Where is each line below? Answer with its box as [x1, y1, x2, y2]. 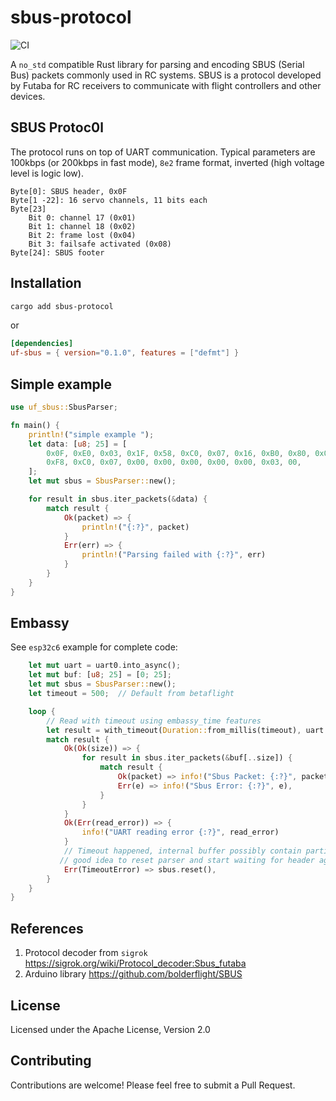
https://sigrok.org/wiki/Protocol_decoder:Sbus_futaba [24, 957, 247, 970]
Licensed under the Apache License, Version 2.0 [10, 1023, 211, 1035]
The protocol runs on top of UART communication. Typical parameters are [10, 146, 316, 158]
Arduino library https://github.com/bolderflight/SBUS [24, 968, 243, 980]
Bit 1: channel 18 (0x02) [28, 221, 137, 231]
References [10, 920, 84, 937]
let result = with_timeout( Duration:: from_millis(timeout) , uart [46, 725, 325, 735]
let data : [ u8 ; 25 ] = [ [28, 439, 128, 449]
